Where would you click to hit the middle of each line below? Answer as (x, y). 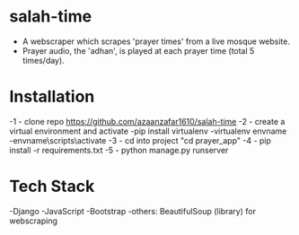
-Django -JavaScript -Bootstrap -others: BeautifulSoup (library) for (132, 211)
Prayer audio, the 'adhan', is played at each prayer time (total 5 (138, 50)
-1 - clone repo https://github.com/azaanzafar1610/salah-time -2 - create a (147, 121)
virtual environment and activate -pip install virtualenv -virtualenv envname (148, 131)
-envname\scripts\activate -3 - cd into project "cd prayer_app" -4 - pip (141, 140)
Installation (52, 97)
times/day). (43, 60)
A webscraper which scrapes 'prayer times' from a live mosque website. (156, 41)
